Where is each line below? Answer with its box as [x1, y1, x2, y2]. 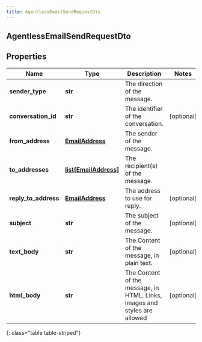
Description [127, 69, 162, 78]
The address [125, 186, 161, 194]
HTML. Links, [125, 291, 162, 299]
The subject [125, 211, 159, 220]
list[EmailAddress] [65, 165, 120, 173]
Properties [6, 52, 47, 62]
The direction [125, 79, 163, 88]
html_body [9, 291, 41, 299]
